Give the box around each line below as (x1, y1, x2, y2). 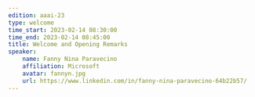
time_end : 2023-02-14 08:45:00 (8, 33, 111, 41)
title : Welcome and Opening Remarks (8, 41, 128, 48)
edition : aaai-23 (8, 11, 65, 20)
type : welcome (8, 19, 55, 27)
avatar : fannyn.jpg (22, 70, 86, 77)
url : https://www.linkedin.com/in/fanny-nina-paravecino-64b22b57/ (22, 77, 247, 84)
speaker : (8, 48, 37, 56)
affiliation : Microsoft (22, 63, 100, 70)
